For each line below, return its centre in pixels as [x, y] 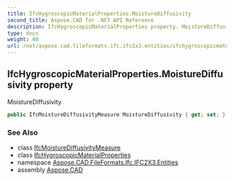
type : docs [23, 33]
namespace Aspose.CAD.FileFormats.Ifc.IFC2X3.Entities [98, 162]
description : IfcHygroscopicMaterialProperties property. [93, 26]
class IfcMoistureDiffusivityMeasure [69, 148]
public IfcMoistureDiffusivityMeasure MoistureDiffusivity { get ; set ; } [117, 115]
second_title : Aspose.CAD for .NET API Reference [81, 20]
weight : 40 [23, 40]
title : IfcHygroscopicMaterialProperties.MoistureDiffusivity [99, 14]
